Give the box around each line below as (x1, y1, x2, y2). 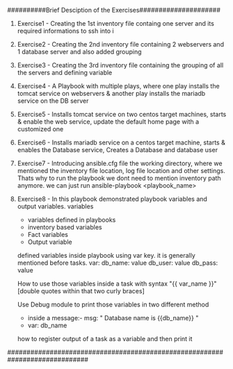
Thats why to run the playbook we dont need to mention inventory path (17, 174, 221, 182)
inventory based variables (27, 223, 102, 231)
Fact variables (27, 231, 68, 238)
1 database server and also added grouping (17, 48, 142, 56)
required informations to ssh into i (17, 27, 114, 35)
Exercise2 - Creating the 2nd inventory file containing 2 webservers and (17, 40, 225, 48)
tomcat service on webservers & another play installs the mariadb (17, 90, 206, 97)
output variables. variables (17, 202, 94, 211)
